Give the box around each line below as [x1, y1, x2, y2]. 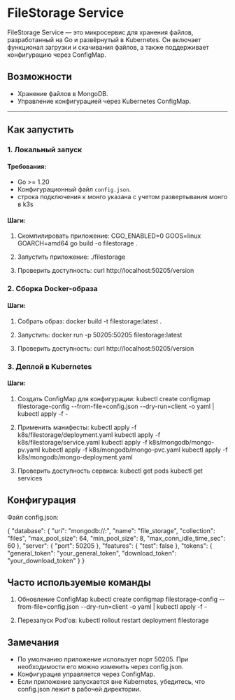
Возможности [7, 71, 72, 83]
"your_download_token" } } [7, 556, 85, 565]
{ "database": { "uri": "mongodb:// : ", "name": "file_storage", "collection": [7, 526, 215, 534]
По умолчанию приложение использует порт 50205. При [17, 655, 189, 664]
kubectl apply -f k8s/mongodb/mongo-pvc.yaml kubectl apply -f [41, 445, 228, 454]
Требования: [7, 162, 47, 170]
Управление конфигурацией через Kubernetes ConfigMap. [17, 97, 191, 105]
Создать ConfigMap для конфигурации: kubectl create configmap [17, 394, 211, 403]
